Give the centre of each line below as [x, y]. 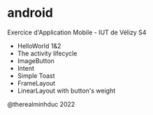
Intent [26, 68]
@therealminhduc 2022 [41, 104]
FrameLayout [36, 83]
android [30, 13]
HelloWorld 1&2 [39, 46]
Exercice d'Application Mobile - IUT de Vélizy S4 [77, 32]
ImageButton [36, 60]
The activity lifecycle [47, 53]
